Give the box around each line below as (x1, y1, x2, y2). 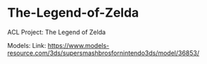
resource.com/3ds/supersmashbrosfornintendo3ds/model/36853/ (7, 49, 200, 57)
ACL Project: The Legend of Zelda (7, 28, 106, 36)
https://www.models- (47, 41, 110, 49)
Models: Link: (7, 41, 46, 49)
